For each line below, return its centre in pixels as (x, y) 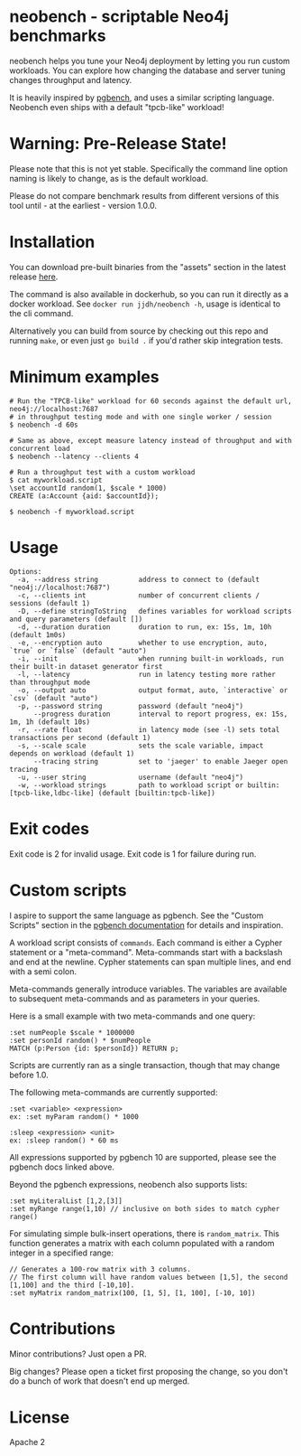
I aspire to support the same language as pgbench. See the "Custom (137, 916)
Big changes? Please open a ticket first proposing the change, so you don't (149, 1371)
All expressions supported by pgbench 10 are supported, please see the (143, 1157)
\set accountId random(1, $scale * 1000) (88, 488)
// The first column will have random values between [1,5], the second (149, 1277)
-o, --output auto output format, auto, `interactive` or (153, 690)
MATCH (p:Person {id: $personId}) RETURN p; (94, 1048)
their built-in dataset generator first (87, 666)
